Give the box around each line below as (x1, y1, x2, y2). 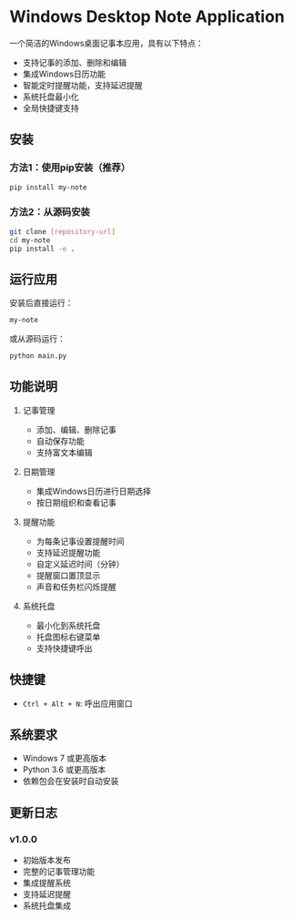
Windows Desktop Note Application (9, 6, 285, 27)
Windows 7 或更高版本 (22, 753, 107, 764)
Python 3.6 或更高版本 (22, 764, 106, 775)
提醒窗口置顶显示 (35, 569, 101, 580)
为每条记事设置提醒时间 (35, 536, 125, 546)
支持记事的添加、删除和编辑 (22, 56, 127, 67)
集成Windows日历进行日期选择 (35, 485, 152, 496)
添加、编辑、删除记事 (35, 424, 116, 434)
